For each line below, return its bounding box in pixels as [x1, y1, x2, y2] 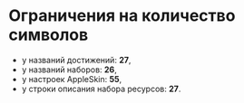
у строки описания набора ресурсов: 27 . [21, 83, 181, 94]
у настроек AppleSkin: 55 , [21, 73, 122, 84]
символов [8, 24, 89, 45]
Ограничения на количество [8, 5, 236, 26]
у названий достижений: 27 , [21, 54, 132, 65]
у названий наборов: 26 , [21, 64, 117, 75]
